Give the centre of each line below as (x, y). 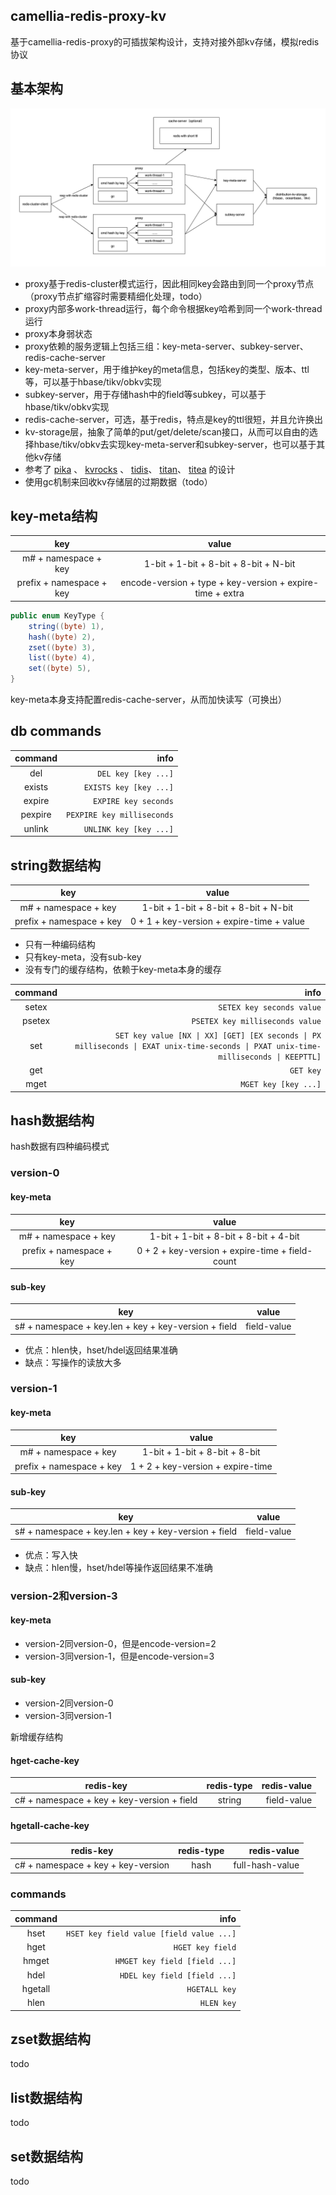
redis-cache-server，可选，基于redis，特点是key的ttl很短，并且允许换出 (173, 419)
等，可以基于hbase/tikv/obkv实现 (93, 381)
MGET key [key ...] (281, 1085)
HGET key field (205, 1948)
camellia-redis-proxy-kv (88, 16)
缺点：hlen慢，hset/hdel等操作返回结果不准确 (118, 1567)
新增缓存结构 (36, 1736)
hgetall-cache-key (50, 1826)
